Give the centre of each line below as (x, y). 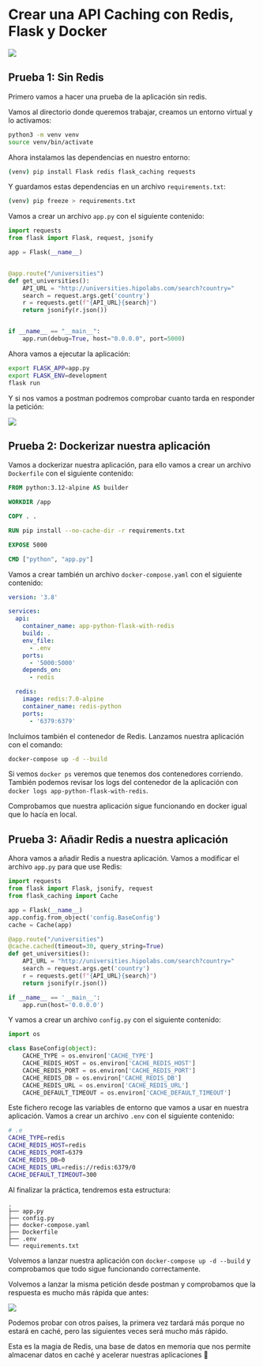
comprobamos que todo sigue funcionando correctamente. (105, 1268)
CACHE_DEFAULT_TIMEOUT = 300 (53, 1174)
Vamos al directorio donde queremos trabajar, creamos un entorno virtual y (130, 111)
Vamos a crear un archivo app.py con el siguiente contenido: (106, 216)
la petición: (26, 406)
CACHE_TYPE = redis (37, 1138)
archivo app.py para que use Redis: (65, 867)
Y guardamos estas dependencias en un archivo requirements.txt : (117, 186)
